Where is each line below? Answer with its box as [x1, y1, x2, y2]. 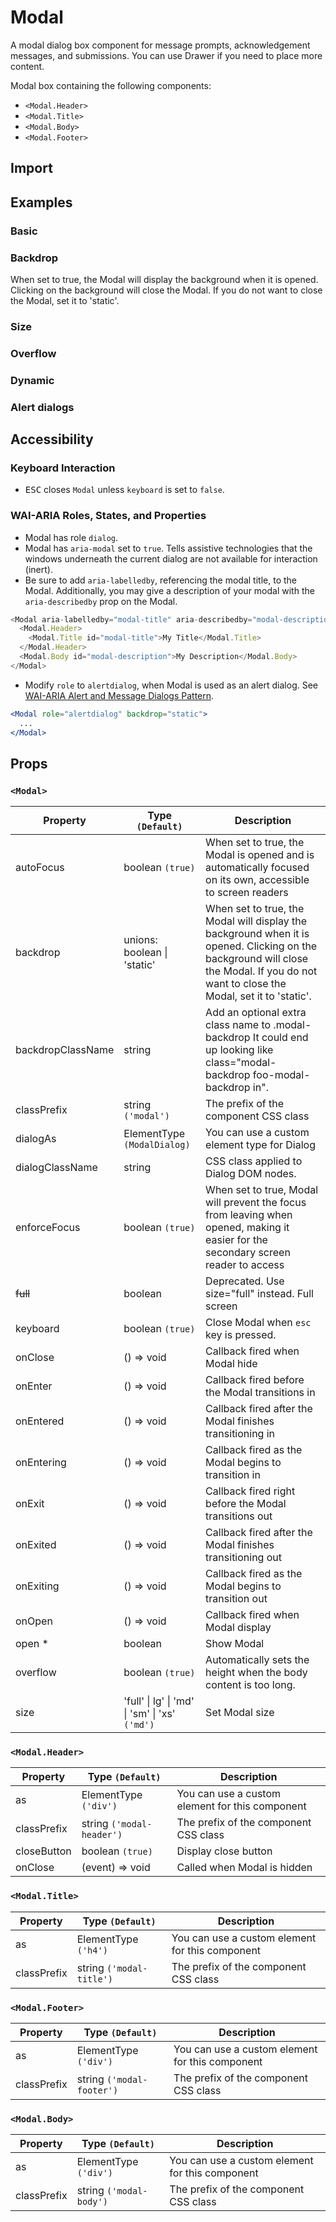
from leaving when [205, 1208, 293, 1222]
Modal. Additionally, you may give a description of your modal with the [24, 584, 315, 596]
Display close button [176, 1844, 273, 1858]
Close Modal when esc [205, 1316, 312, 1330]
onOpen [15, 1614, 53, 1628]
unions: [123, 933, 158, 947]
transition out [205, 1592, 268, 1606]
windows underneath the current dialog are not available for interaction [24, 552, 318, 565]
